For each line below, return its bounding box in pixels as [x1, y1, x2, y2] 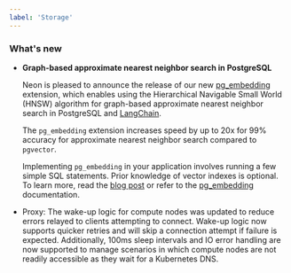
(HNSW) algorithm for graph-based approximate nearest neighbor [21, 98, 264, 109]
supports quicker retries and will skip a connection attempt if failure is [21, 225, 278, 236]
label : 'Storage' [9, 12, 74, 22]
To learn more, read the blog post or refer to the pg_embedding [21, 179, 255, 191]
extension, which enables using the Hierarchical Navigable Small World [21, 89, 282, 99]
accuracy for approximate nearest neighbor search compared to [21, 134, 257, 144]
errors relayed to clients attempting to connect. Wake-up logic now [21, 215, 268, 226]
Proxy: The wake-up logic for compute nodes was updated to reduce [21, 206, 275, 217]
